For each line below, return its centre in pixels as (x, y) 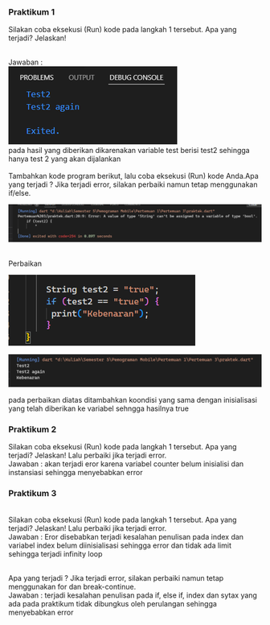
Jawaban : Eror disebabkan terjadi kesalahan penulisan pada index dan (126, 536)
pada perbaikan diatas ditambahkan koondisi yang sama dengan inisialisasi (133, 400)
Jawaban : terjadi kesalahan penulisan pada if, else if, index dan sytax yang (133, 595)
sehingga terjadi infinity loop (55, 553)
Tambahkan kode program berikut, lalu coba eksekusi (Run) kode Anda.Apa (133, 176)
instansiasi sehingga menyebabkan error (76, 473)
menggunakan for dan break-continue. (72, 586)
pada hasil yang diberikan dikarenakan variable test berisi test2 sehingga (129, 151)
